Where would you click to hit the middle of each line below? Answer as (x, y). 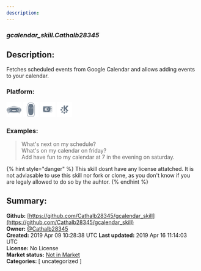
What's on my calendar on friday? (64, 150)
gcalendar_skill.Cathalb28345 (53, 35)
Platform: (20, 92)
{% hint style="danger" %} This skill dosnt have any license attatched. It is (100, 168)
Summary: (27, 201)
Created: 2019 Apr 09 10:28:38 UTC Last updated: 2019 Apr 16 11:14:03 (97, 235)
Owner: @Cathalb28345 (37, 228)
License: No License (32, 248)
